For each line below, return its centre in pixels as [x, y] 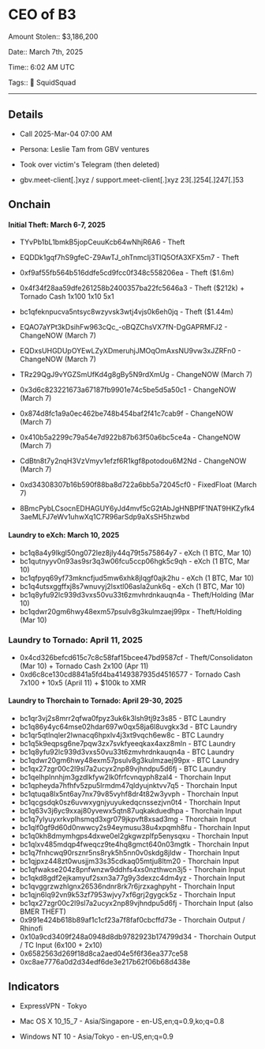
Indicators [34, 987]
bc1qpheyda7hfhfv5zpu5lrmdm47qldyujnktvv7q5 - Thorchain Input [129, 786]
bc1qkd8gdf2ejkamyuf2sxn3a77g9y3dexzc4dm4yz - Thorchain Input [132, 878]
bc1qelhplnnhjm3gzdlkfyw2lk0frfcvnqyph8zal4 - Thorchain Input [125, 777]
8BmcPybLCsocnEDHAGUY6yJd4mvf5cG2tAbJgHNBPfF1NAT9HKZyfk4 [137, 508]
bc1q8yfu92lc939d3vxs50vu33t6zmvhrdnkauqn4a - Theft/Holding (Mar [137, 594]
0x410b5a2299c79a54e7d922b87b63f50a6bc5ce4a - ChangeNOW [130, 437]
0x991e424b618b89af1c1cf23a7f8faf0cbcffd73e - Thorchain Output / [132, 920]
